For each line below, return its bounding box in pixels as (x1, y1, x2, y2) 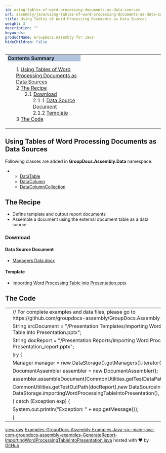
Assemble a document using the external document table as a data (12, 216, 149, 222)
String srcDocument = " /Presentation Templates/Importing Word (12, 323, 162, 329)
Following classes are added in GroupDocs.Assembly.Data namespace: (5, 158, 153, 164)
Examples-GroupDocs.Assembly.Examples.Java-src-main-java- (24, 426, 155, 432)
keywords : (5, 30, 26, 35)
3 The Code (16, 115, 43, 122)
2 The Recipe (16, 84, 47, 91)
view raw (5, 426, 24, 432)
